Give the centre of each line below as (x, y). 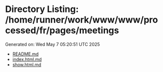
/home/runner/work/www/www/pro (81, 20)
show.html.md (27, 64)
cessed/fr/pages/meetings (62, 30)
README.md (25, 54)
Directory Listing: (42, 9)
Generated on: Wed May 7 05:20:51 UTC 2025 (53, 44)
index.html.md (27, 59)
